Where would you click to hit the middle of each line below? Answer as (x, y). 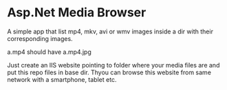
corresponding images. (40, 38)
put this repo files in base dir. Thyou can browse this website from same (109, 72)
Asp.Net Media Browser (77, 13)
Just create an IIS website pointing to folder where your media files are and (113, 65)
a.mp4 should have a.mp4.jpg (49, 52)
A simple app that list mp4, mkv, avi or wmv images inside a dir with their (110, 31)
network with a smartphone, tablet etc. (62, 79)
